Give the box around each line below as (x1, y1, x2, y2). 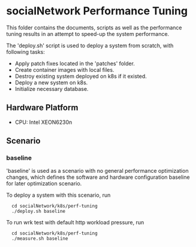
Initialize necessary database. (14, 85, 89, 92)
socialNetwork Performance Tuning (6, 4, 188, 18)
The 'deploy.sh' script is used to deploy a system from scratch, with (6, 42, 174, 49)
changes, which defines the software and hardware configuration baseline (6, 173, 190, 181)
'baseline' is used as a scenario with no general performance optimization (6, 167, 189, 175)
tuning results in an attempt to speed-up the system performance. (6, 30, 170, 37)
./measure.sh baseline (11, 236, 68, 242)
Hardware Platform (6, 103, 79, 113)
